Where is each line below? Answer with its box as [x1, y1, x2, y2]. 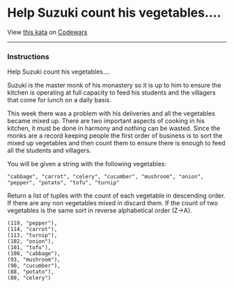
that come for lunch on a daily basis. [7, 96, 111, 104]
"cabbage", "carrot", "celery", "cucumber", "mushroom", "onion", [7, 173, 204, 180]
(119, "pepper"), [7, 220, 58, 227]
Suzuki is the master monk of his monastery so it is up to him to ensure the [7, 81, 221, 90]
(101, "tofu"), [7, 244, 52, 251]
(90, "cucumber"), [7, 262, 61, 269]
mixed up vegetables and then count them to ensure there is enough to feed [7, 139, 226, 147]
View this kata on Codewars [7, 28, 88, 36]
